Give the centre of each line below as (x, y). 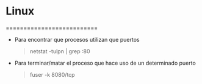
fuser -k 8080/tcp (52, 74)
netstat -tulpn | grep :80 (60, 51)
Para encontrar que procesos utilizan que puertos (77, 39)
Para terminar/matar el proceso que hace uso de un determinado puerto (105, 63)
